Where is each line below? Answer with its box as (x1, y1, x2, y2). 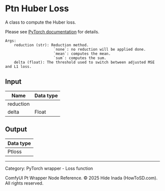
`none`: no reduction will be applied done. (53, 47, 146, 52)
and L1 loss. (5, 64, 32, 69)
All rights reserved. (5, 180, 44, 186)
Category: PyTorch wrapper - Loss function (5, 165, 93, 171)
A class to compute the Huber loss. (5, 19, 76, 25)
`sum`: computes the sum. (53, 55, 107, 61)
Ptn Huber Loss (5, 3, 69, 14)
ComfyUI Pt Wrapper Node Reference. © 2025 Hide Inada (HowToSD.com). (5, 175, 158, 181)
